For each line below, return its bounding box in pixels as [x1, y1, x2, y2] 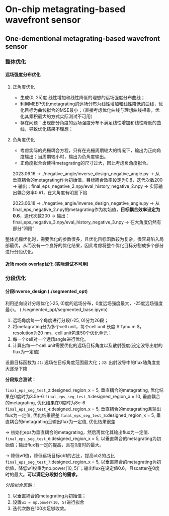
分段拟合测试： [5, 377, 36, 383]
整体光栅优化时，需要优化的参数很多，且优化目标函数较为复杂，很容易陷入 [5, 236, 159, 242]
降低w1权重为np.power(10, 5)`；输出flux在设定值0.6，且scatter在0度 [18, 465, 160, 471]
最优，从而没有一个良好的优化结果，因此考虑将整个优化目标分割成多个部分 [9, 242, 164, 248]
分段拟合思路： [5, 482, 36, 488]
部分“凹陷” [12, 225, 35, 231]
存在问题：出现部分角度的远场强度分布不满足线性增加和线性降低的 [20, 119, 157, 125]
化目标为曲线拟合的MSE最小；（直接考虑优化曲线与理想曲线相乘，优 [20, 107, 160, 113]
